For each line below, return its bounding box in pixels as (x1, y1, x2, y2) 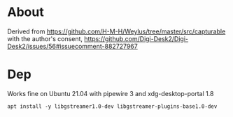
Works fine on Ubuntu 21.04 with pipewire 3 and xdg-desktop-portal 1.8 (7, 89, 214, 97)
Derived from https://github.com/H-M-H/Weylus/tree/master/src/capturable (7, 27, 226, 36)
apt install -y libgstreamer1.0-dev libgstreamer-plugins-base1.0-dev (7, 102, 218, 110)
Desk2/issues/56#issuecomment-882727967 (7, 42, 138, 50)
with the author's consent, (7, 34, 83, 42)
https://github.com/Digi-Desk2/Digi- (83, 34, 189, 42)
